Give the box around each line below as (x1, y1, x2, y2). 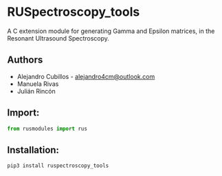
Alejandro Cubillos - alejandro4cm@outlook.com (16, 72, 155, 80)
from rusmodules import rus (7, 125, 88, 132)
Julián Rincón (16, 87, 56, 95)
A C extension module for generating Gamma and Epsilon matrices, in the (7, 27, 215, 35)
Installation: (7, 144, 60, 155)
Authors (7, 54, 43, 66)
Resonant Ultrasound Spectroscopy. (7, 34, 110, 42)
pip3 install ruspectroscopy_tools (7, 162, 109, 169)
